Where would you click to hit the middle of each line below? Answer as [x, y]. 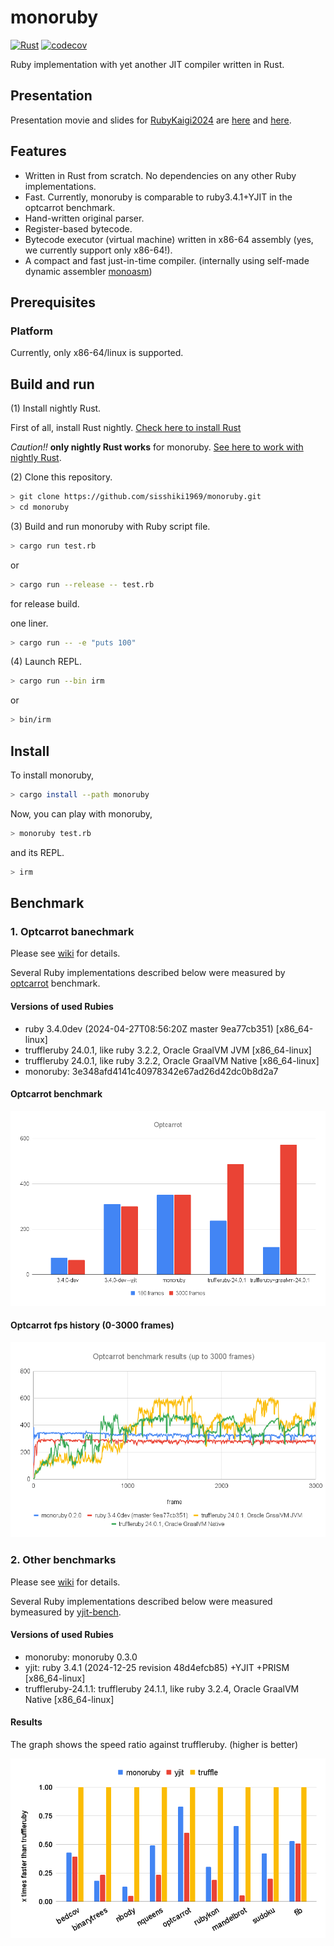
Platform [31, 331]
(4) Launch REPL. [46, 662]
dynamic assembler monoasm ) [88, 271]
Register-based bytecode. [78, 228]
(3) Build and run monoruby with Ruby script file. [110, 526]
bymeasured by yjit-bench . [66, 1612]
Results [26, 1722]
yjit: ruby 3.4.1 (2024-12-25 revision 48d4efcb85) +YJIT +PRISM [157, 1667]
